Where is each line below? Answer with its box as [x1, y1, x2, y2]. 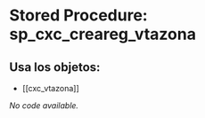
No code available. [9, 100, 78, 111]
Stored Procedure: [9, 5, 149, 26]
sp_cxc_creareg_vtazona [9, 24, 196, 44]
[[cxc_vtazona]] [21, 83, 79, 93]
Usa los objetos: [9, 59, 101, 75]
